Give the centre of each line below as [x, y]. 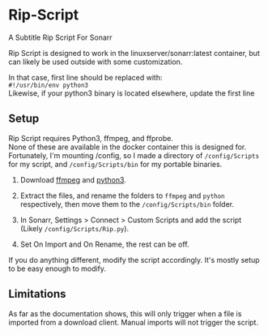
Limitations [37, 294]
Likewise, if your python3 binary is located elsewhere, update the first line [132, 93]
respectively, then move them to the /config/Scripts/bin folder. [127, 204]
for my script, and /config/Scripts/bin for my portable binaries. [115, 164]
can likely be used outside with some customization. [96, 62]
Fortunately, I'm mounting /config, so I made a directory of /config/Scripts [134, 155]
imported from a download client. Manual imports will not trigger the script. [134, 322]
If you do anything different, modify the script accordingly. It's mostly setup [134, 260]
